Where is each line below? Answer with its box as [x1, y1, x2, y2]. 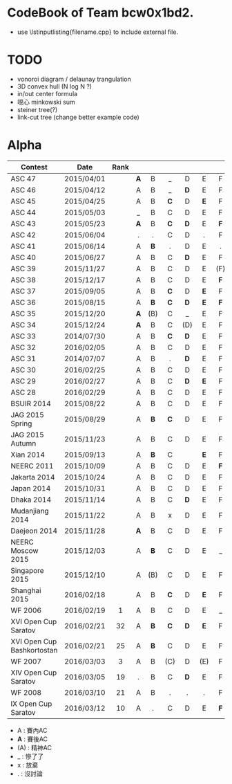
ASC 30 [10, 365, 37, 374]
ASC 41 [10, 241, 37, 250]
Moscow [10, 545, 39, 555]
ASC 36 [10, 298, 37, 307]
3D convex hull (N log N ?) [17, 82, 92, 91]
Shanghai [10, 585, 41, 595]
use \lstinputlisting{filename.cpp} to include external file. [17, 28, 178, 36]
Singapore [10, 565, 44, 575]
